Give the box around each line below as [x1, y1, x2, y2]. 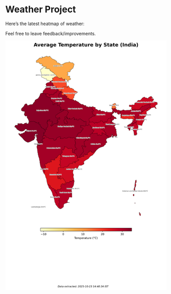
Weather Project [5, 4, 76, 15]
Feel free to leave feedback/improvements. [5, 30, 96, 36]
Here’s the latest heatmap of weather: [5, 20, 84, 27]
